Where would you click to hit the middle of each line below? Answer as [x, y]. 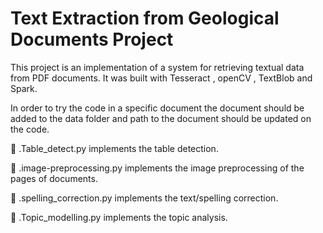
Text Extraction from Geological [145, 18]
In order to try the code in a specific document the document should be [157, 108]
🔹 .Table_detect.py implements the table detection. [114, 148]
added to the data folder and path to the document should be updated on [161, 118]
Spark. [24, 88]
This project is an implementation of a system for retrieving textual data [157, 67]
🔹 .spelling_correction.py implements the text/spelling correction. [144, 198]
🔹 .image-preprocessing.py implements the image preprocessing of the [157, 168]
